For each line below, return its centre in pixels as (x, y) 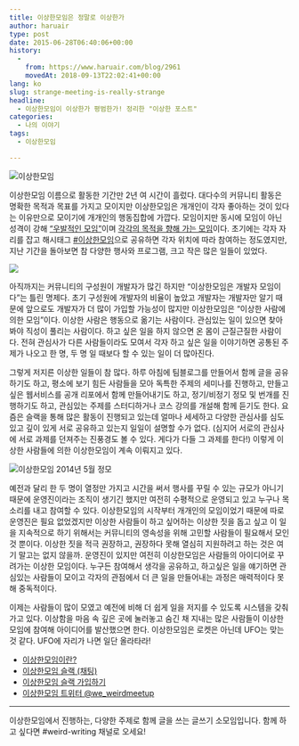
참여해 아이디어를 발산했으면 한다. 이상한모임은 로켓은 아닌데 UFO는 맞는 (158, 629)
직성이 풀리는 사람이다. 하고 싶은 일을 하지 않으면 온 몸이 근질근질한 (141, 331)
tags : (19, 134)
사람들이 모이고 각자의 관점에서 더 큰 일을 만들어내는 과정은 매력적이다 (154, 577)
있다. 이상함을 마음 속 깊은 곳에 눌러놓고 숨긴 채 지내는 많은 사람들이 (143, 618)
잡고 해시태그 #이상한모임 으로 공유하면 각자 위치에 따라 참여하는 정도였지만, (156, 239)
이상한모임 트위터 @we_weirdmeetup (88, 693)
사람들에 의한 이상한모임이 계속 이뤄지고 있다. (104, 450)
